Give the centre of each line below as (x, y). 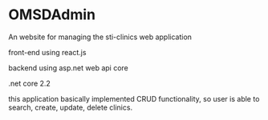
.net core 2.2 (29, 83)
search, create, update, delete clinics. (71, 107)
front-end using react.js (47, 52)
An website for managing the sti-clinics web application (100, 37)
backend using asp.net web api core (68, 68)
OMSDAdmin (52, 15)
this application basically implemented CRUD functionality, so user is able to (134, 98)
